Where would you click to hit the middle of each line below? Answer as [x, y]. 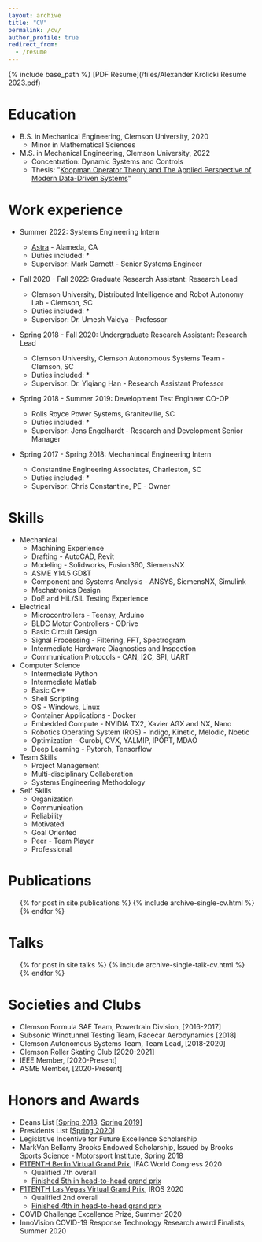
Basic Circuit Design [64, 631]
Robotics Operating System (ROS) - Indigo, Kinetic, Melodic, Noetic [140, 732]
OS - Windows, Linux [66, 707]
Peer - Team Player [63, 841]
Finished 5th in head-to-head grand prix [96, 1181]
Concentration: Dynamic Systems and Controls [107, 161]
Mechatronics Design [66, 590]
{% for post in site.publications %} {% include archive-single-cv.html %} [137, 903]
